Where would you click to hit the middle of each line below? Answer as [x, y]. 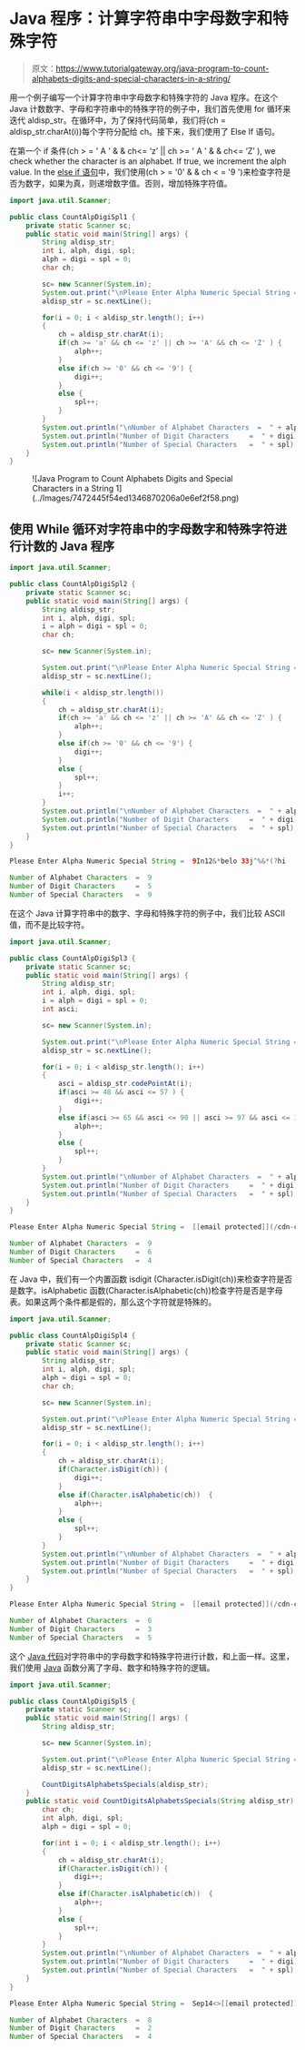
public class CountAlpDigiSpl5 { [73, 1701]
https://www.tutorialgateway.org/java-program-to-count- [162, 68]
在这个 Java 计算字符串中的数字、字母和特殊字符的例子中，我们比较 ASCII [148, 913]
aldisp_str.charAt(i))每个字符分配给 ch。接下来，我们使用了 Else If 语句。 [144, 131]
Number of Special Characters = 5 [81, 1638]
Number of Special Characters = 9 [81, 895]
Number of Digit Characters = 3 [81, 1629]
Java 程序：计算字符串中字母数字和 [141, 19]
